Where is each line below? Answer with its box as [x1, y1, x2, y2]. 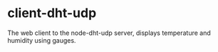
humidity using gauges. [7, 36, 76, 44]
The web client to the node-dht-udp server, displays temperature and [7, 28, 212, 37]
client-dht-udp [7, 5, 97, 21]
